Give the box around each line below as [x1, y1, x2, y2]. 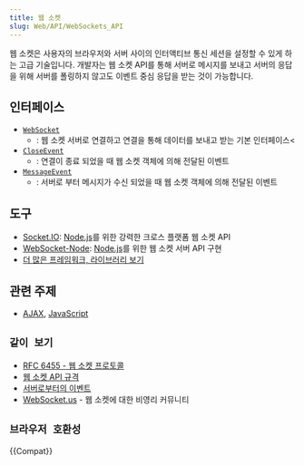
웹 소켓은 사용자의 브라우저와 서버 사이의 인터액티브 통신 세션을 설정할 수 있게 [9, 47, 283, 59]
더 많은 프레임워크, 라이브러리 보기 [22, 255, 144, 266]
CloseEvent [22, 147, 64, 156]
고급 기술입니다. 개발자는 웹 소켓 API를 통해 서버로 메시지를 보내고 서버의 [18, 59, 276, 70]
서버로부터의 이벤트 [22, 383, 92, 393]
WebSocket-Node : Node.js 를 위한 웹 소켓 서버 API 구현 [22, 243, 222, 254]
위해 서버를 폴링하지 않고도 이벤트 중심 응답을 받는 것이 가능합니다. [18, 70, 254, 82]
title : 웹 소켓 [9, 13, 62, 23]
